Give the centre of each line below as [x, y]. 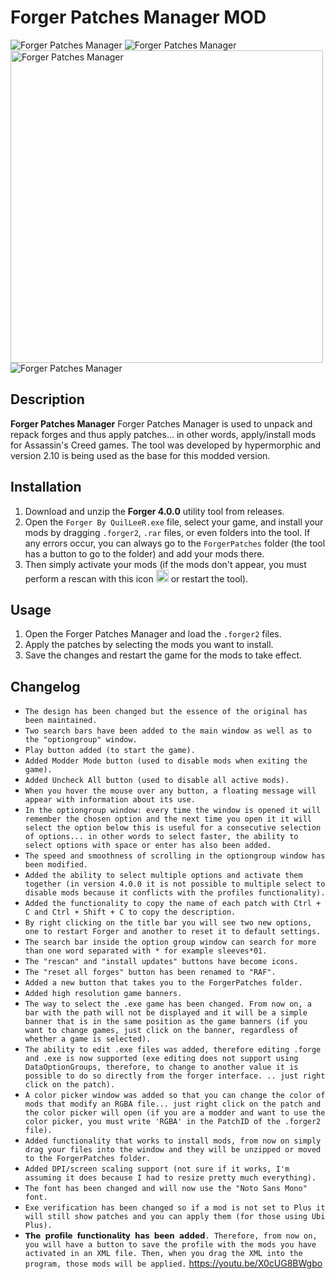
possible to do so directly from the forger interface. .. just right [175, 1076]
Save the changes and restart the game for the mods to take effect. [163, 655]
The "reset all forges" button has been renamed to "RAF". [150, 972]
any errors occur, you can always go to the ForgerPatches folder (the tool [175, 543]
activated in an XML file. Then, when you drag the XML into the [163, 1254]
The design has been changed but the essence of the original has [166, 712]
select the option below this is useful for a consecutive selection [173, 828]
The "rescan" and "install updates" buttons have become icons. [161, 962]
